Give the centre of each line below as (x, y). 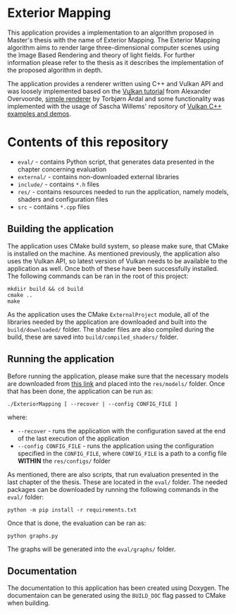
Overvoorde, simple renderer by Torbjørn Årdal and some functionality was (116, 98)
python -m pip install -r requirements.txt (72, 510)
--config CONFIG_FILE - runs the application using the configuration (116, 445)
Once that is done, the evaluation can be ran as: (77, 523)
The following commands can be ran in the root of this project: (98, 276)
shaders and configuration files (63, 199)
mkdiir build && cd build (45, 289)
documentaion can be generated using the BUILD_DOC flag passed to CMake (117, 596)
